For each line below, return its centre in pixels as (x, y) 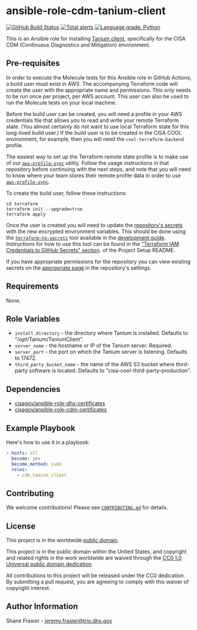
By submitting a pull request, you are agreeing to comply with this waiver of (98, 582)
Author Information (42, 607)
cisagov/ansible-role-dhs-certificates (60, 403)
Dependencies (33, 389)
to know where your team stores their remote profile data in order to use (94, 175)
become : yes (26, 458)
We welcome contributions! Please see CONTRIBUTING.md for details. (87, 508)
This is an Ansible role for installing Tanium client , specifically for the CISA (96, 38)
